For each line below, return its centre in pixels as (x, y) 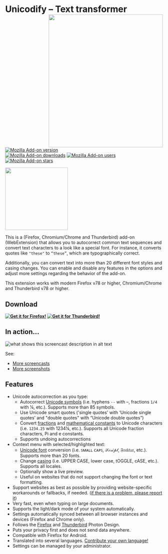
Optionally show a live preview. (52, 471)
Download (21, 304)
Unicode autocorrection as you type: (50, 396)
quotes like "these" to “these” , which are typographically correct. (72, 253)
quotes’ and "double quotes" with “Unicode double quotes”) (82, 417)
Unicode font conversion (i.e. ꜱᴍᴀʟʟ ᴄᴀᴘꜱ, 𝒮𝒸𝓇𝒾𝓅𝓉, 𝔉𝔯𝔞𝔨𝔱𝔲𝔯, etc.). (83, 450)
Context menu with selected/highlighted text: (59, 444)
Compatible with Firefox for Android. (50, 535)
